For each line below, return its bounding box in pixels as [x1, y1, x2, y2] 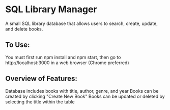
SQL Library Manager [5, 4, 98, 15]
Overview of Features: [5, 74, 78, 83]
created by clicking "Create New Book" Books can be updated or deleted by [5, 93, 165, 99]
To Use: [5, 41, 30, 49]
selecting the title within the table [5, 98, 75, 105]
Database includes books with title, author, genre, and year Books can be [5, 88, 159, 94]
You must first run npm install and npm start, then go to [5, 54, 121, 60]
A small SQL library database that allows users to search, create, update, [5, 20, 158, 26]
